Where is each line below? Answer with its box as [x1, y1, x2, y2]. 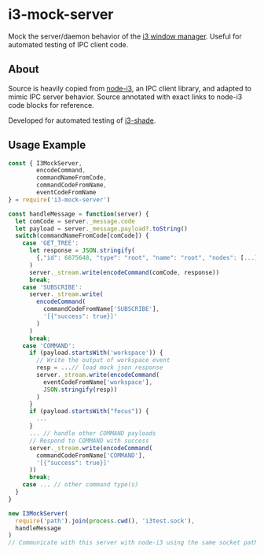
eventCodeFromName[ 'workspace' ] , [42, 378, 153, 386]
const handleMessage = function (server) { [8, 210, 149, 218]
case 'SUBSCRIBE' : [22, 283, 82, 291]
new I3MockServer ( [8, 509, 68, 517]
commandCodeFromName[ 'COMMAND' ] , [36, 451, 146, 460]
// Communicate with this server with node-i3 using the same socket [8, 539, 241, 547]
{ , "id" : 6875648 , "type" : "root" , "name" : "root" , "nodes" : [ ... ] [36, 254, 258, 262]
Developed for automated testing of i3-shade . [8, 116, 156, 125]
